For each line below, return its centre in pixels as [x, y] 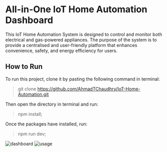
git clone [27, 89]
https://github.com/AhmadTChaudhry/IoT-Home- [89, 89]
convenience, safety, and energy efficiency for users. [61, 50]
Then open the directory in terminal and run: [52, 104]
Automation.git [33, 94]
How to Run [24, 67]
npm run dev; [32, 134]
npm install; [30, 114]
